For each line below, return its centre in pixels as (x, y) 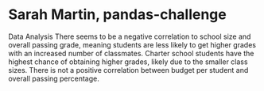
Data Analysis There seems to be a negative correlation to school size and (130, 36)
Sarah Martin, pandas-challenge (117, 15)
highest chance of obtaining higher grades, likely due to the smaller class (128, 62)
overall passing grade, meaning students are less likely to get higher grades (132, 44)
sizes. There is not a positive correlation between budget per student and (128, 70)
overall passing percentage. (54, 78)
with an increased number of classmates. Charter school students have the (131, 53)
